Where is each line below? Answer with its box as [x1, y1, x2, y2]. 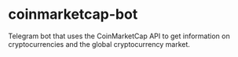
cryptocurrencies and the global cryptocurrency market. [8, 39, 191, 48]
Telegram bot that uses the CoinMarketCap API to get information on [8, 31, 230, 41]
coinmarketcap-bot [8, 5, 138, 23]
